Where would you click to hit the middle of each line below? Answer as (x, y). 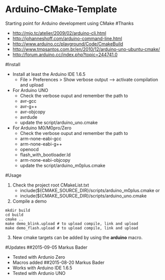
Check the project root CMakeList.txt (51, 185)
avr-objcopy (33, 112)
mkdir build (18, 210)
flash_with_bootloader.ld (45, 155)
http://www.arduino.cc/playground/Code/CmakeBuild (68, 43)
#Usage (13, 175)
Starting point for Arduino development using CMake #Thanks (70, 23)
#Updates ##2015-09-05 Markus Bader (47, 247)
